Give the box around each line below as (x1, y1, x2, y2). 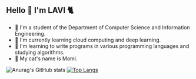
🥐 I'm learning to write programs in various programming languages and (14, 42, 190, 49)
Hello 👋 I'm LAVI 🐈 (6, 5, 74, 15)
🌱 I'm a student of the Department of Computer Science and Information (14, 23, 190, 31)
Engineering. (14, 30, 46, 37)
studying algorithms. (14, 49, 65, 56)
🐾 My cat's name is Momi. (14, 55, 78, 62)
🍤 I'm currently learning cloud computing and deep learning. (14, 36, 161, 43)
